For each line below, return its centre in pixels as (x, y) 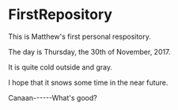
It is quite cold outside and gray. (61, 67)
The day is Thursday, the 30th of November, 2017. (89, 51)
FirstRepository (61, 15)
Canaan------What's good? (53, 97)
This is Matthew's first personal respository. (80, 36)
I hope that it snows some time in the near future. (88, 82)
